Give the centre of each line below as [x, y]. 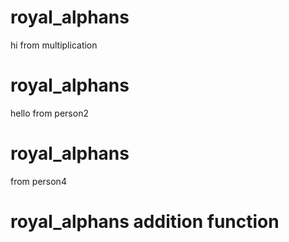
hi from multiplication [54, 45]
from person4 [38, 181]
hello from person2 [49, 113]
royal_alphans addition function [145, 222]
